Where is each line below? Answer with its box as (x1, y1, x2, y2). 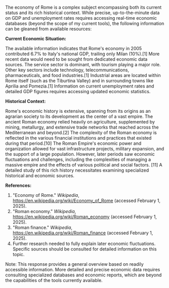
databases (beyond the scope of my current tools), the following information (5, 20, 164, 26)
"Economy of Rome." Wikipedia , (12, 192, 79, 198)
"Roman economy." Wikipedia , (12, 209, 76, 214)
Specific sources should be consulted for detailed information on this (12, 246, 157, 252)
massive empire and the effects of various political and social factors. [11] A (5, 162, 163, 168)
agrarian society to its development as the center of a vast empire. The (5, 113, 153, 119)
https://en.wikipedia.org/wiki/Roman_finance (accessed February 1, (12, 230, 153, 236)
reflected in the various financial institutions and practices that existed (5, 135, 152, 141)
